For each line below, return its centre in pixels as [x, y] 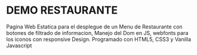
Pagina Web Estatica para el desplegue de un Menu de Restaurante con [95, 27]
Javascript [19, 46]
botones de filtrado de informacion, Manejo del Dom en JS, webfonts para [97, 33]
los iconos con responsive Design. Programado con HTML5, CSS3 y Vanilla [98, 39]
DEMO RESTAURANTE [62, 10]
